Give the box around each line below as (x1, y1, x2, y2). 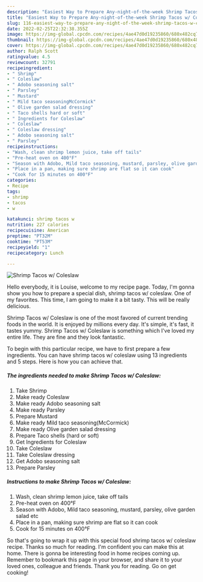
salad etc (15, 513, 39, 520)
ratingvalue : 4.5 (7, 54, 51, 60)
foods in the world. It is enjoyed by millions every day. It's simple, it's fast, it (7, 321, 195, 328)
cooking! (7, 569, 29, 577)
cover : (7, 43, 23, 49)
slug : (7, 20, 20, 26)
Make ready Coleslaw (15, 394, 70, 401)
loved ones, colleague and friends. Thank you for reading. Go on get (7, 563, 176, 570)
